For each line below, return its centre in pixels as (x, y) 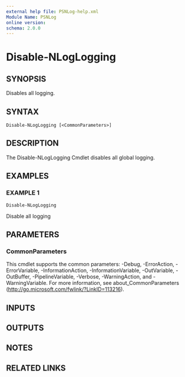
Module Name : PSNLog (32, 17)
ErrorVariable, (23, 271)
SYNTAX (23, 112)
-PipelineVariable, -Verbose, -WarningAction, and (92, 277)
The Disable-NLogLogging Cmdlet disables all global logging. (80, 158)
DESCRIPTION (32, 143)
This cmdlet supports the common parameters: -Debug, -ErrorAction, (90, 264)
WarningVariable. (27, 283)
